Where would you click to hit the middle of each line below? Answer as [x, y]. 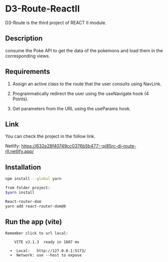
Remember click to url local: [37, 233]
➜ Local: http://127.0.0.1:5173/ [48, 251]
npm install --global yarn [33, 179]
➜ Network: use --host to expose [46, 255]
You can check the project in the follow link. [50, 137]
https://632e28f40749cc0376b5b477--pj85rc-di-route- [79, 146]
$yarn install [20, 192]
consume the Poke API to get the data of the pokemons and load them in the [84, 50]
